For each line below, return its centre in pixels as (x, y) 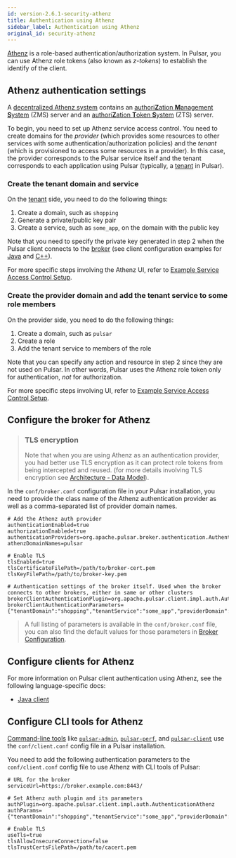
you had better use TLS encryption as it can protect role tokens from (124, 463)
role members (32, 304)
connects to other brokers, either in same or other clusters (100, 593)
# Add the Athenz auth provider (54, 519)
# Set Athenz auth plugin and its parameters (75, 798)
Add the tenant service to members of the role (84, 348)
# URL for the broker (39, 780)
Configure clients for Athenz (71, 661)
